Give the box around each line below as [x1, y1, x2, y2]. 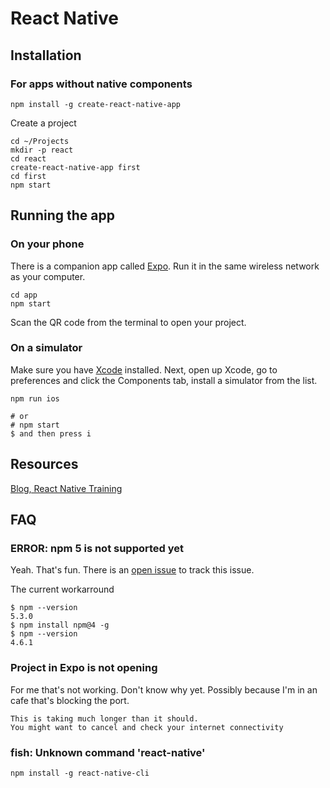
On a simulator [10, 341, 83, 355]
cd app [10, 290, 38, 300]
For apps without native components [10, 77, 193, 91]
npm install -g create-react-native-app [10, 99, 182, 109]
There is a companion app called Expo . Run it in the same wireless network [10, 260, 320, 272]
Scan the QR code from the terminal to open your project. [10, 316, 247, 328]
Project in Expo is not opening [10, 661, 158, 675]
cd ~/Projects [10, 136, 70, 146]
